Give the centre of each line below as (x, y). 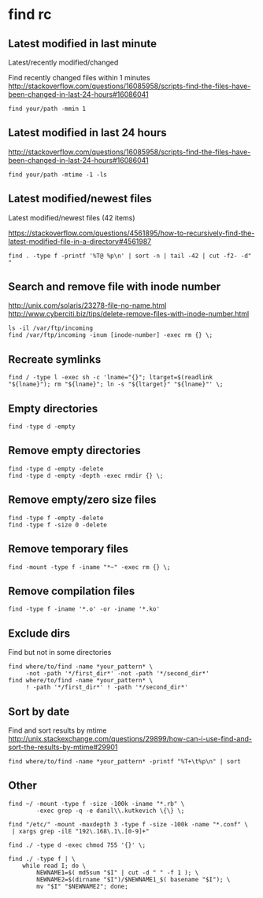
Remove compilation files (72, 591)
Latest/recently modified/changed (63, 62)
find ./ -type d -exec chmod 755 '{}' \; (77, 845)
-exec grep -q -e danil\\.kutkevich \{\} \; (111, 811)
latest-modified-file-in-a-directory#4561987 (80, 241)
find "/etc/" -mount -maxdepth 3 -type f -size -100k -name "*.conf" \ (128, 824)
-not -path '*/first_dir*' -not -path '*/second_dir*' (118, 674)
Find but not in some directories (60, 652)
